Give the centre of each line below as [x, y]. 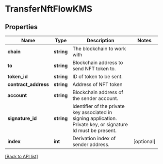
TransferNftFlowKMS [49, 9]
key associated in [92, 112]
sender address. [91, 144]
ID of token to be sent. [98, 76]
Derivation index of [94, 138]
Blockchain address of [98, 92]
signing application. [95, 118]
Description [100, 41]
